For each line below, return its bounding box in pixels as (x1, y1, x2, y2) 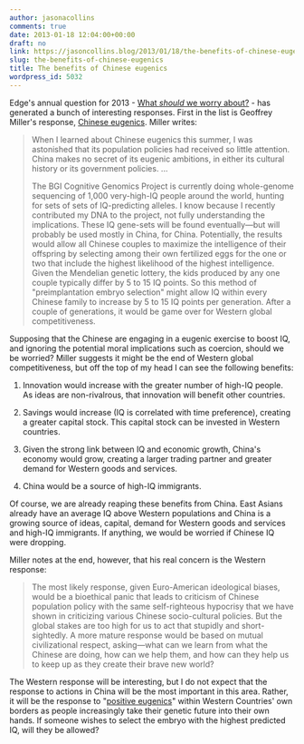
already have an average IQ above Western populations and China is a (9, 507, 271, 518)
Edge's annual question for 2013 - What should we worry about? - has (9, 97, 271, 108)
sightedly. (31, 630, 69, 641)
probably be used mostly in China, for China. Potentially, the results (31, 229, 283, 240)
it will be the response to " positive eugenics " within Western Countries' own (9, 695, 293, 706)
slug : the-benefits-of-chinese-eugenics (9, 55, 165, 64)
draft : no (9, 38, 47, 48)
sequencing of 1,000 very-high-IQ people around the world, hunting (31, 190, 285, 201)
